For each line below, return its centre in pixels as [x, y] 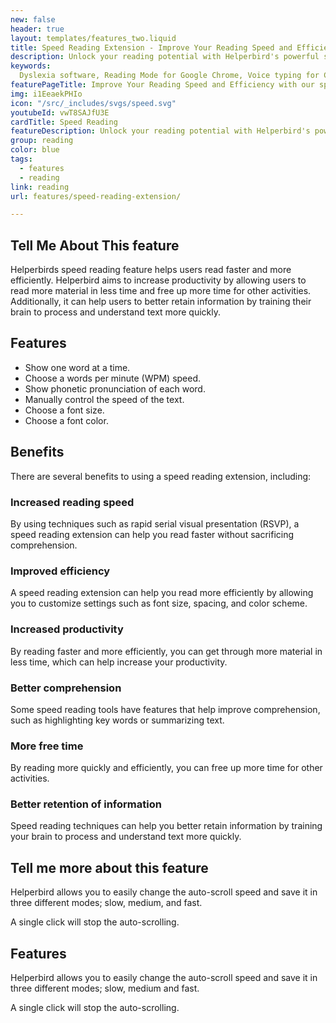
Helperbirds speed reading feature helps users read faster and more [151, 270]
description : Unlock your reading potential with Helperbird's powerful [165, 57]
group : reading [42, 141]
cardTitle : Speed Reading [64, 122]
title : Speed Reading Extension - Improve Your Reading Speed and [151, 47]
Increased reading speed [72, 502]
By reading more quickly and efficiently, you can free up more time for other [166, 768]
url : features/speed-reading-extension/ [96, 196]
